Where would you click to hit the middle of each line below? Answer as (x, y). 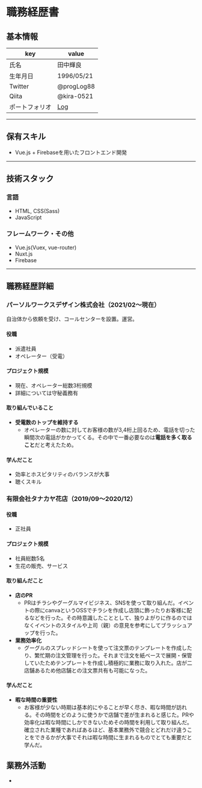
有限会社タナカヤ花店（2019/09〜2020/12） (72, 499)
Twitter (19, 86)
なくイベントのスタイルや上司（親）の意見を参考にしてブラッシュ (106, 625)
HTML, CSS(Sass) (37, 211)
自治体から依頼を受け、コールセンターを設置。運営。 (72, 319)
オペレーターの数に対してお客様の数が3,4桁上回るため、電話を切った (109, 430)
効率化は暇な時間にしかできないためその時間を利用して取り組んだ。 (108, 722)
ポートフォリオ (31, 107)
